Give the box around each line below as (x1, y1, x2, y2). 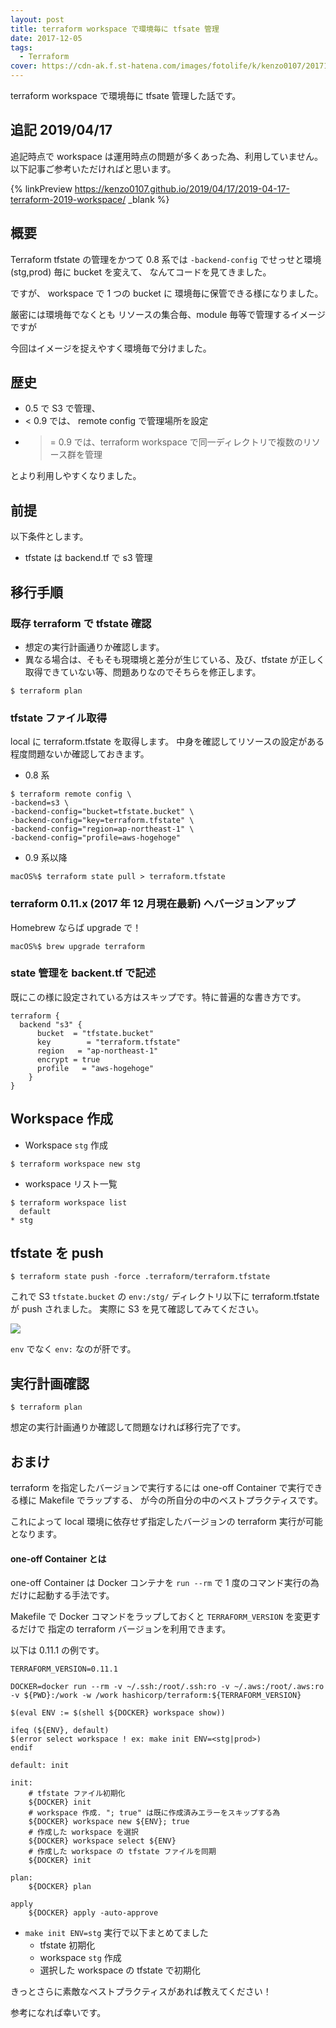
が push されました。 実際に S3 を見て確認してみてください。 (10, 1303, 264, 1315)
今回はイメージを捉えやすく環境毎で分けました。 (10, 342, 212, 354)
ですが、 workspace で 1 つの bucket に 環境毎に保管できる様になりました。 (10, 287, 324, 299)
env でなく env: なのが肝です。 (10, 1343, 137, 1355)
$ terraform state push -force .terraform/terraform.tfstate (10, 1272, 271, 1282)
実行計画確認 (10, 1375, 90, 1392)
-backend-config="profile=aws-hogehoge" (10, 833, 182, 843)
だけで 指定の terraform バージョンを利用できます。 (18, 1623, 232, 1635)
